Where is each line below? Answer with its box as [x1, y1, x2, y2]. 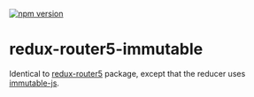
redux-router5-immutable [9, 40, 204, 59]
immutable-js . [9, 78, 60, 88]
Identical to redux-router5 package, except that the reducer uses [9, 68, 246, 78]
